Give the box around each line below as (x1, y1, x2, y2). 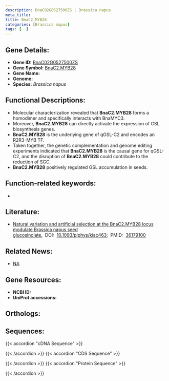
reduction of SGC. (12, 159, 51, 165)
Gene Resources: (5, 275, 61, 284)
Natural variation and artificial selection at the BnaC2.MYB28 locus (12, 221, 154, 227)
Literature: (5, 207, 40, 216)
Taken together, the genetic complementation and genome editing (12, 142, 153, 148)
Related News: (5, 247, 53, 256)
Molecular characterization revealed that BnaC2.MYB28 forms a (12, 109, 150, 116)
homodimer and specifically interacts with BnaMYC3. (12, 115, 125, 121)
